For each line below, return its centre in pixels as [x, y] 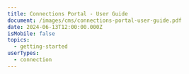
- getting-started [41, 47]
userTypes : [23, 54]
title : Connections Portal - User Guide [68, 14]
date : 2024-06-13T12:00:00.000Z [55, 27]
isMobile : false [31, 33]
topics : [19, 40]
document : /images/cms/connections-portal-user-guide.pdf [94, 20]
